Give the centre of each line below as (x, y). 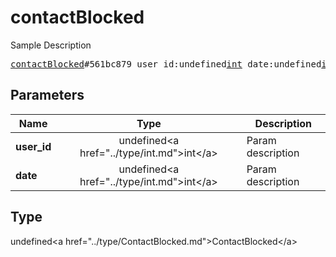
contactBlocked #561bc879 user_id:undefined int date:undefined (166, 64)
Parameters (47, 95)
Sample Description (51, 45)
